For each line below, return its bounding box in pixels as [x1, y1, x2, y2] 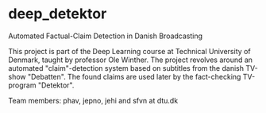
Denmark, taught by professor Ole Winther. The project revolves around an [8, 55, 253, 64]
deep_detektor [8, 5, 107, 23]
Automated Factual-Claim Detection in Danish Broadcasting [8, 31, 203, 41]
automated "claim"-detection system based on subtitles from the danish [8, 63, 245, 72]
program [8, 80, 37, 90]
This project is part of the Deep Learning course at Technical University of [8, 46, 252, 56]
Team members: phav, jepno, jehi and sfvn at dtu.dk [8, 95, 179, 105]
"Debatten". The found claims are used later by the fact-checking [27, 72, 241, 81]
